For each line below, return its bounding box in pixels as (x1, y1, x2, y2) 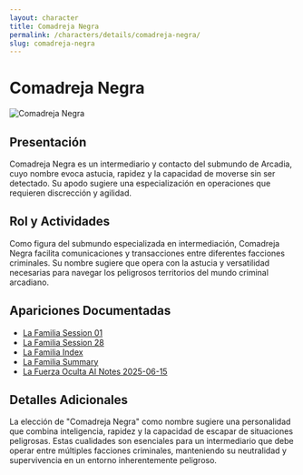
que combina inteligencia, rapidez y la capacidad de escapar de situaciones (9, 426, 293, 437)
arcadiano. (9, 277, 50, 288)
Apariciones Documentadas (9, 303, 171, 318)
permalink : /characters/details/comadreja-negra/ (9, 30, 201, 39)
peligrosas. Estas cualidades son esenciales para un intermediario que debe (9, 436, 294, 447)
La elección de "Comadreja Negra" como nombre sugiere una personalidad (9, 416, 291, 428)
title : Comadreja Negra (9, 22, 100, 31)
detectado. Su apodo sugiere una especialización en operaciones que (9, 178, 271, 188)
